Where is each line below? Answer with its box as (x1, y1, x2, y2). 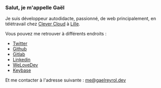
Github (12, 46, 27, 52)
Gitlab (12, 51, 25, 57)
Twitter (12, 40, 28, 47)
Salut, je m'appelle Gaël (5, 4, 65, 11)
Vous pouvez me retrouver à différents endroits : (5, 31, 107, 37)
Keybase (12, 67, 31, 73)
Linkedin (12, 57, 31, 63)
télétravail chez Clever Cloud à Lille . (5, 21, 80, 27)
